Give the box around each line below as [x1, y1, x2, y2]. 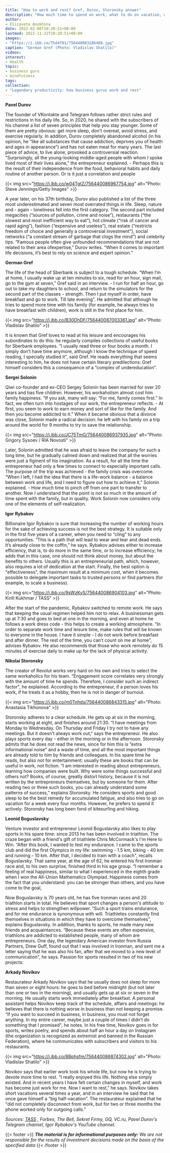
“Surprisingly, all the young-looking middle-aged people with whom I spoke [5, 154, 163, 160]
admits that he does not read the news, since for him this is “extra [5, 741, 142, 747]
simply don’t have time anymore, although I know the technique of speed [5, 348, 157, 354]
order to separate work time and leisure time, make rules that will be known [5, 626, 162, 632]
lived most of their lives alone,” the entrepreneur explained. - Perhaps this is [5, 160, 163, 166]
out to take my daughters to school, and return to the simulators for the [5, 285, 153, 292]
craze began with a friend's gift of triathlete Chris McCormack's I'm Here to [5, 836, 163, 842]
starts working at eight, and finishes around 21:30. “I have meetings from [5, 719, 157, 725]
